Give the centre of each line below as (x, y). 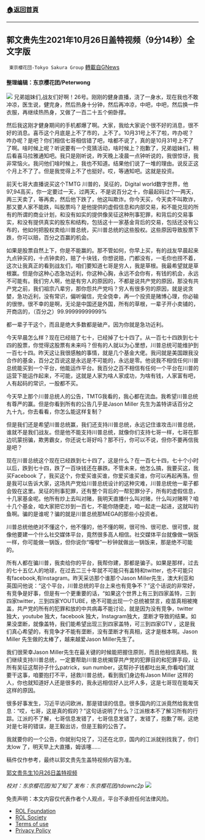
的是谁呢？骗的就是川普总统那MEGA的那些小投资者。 (94, 514)
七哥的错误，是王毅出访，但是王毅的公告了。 (73, 726)
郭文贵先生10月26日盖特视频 (42, 773)
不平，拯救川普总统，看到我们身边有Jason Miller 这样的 (124, 675)
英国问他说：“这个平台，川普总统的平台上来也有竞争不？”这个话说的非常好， (102, 586)
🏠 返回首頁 (23, 9)
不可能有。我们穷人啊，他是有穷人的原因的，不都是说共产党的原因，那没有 (100, 281)
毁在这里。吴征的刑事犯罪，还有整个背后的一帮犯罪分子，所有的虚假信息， (105, 491)
